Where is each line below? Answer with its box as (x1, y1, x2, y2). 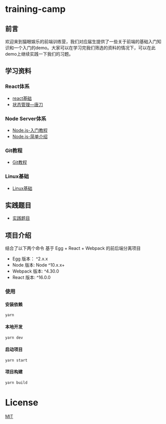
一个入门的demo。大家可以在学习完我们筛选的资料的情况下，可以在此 (13, 45, 156, 51)
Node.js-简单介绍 (12, 133, 48, 140)
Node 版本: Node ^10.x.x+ (12, 262, 65, 268)
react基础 (12, 95, 32, 101)
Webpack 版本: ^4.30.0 (12, 268, 59, 274)
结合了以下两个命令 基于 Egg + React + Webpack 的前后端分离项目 (5, 245, 141, 251)
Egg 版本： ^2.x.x (12, 256, 48, 262)
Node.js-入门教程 (12, 127, 48, 133)
